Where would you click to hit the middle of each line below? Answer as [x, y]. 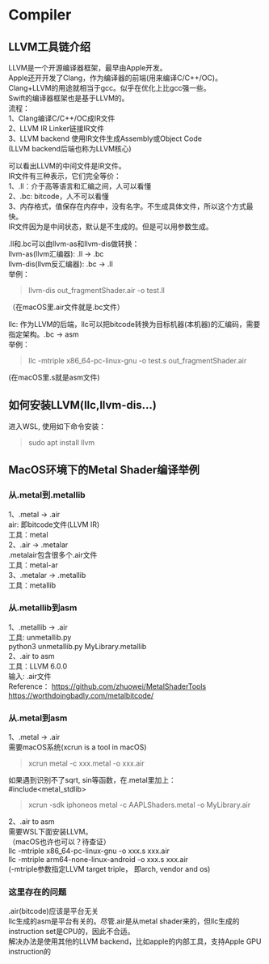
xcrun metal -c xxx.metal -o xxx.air [86, 763]
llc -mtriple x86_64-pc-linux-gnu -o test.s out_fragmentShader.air [137, 361]
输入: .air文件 [30, 676]
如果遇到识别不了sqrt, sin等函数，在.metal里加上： [92, 780]
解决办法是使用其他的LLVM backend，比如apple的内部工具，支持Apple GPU [135, 941]
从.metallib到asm [43, 608]
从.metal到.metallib [47, 495]
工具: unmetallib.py [40, 637]
